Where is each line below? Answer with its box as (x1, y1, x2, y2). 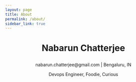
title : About (5, 12, 32, 17)
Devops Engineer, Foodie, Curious (49, 72, 118, 78)
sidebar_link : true (5, 21, 46, 26)
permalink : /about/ (5, 16, 46, 21)
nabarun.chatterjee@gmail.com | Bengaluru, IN (35, 62, 132, 68)
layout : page (5, 7, 32, 12)
